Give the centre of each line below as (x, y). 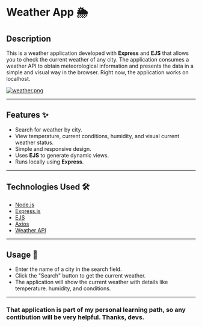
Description (29, 38)
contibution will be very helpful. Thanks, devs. (75, 317)
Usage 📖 (22, 255)
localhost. (18, 79)
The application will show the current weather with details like (91, 282)
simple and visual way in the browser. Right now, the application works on (98, 72)
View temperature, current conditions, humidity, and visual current (97, 136)
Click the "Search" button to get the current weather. (80, 276)
